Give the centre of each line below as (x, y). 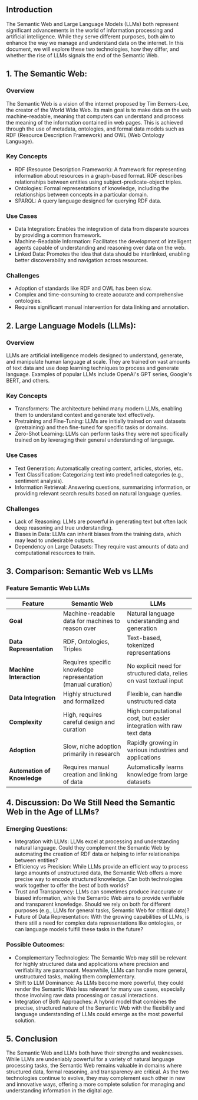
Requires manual (86, 767)
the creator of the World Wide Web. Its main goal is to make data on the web (99, 110)
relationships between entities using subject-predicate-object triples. (98, 182)
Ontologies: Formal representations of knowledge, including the (92, 188)
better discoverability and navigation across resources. (81, 260)
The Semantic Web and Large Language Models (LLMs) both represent (92, 24)
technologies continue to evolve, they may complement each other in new (96, 1078)
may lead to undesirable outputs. (55, 540)
